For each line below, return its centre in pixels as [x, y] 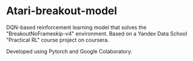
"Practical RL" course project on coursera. [58, 40]
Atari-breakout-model [62, 11]
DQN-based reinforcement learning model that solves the [76, 27]
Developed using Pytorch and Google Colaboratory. [69, 51]
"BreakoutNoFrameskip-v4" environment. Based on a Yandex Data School [97, 33]
